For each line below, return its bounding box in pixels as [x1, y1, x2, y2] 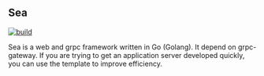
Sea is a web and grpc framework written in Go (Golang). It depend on [8, 42, 236, 52]
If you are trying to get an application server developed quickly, [39, 50, 245, 60]
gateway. [8, 50, 38, 60]
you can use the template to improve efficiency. [8, 59, 163, 68]
